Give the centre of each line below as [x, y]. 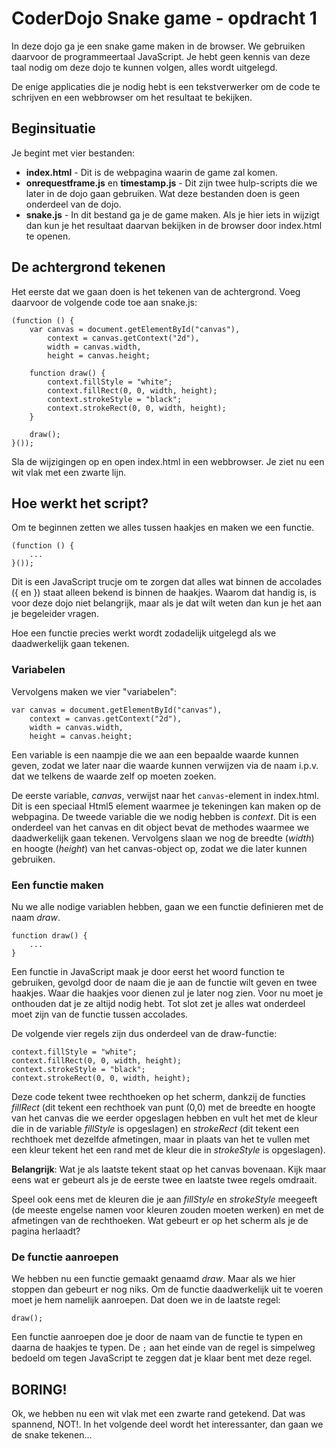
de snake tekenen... [52, 1435]
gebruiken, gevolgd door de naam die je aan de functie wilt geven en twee [164, 982]
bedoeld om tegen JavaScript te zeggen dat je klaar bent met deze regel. [162, 1358]
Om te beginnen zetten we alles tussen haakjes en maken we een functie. [163, 528]
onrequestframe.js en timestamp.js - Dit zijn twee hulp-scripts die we [171, 183]
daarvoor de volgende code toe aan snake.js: [104, 302]
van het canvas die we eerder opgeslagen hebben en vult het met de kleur [164, 1118]
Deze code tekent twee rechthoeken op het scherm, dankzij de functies [158, 1096]
